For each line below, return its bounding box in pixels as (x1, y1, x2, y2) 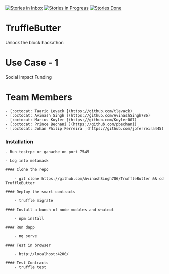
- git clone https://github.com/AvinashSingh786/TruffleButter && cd (14, 176, 164, 181)
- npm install (14, 216, 44, 221)
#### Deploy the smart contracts (5, 189, 76, 195)
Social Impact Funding (5, 74, 52, 80)
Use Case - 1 (5, 57, 59, 68)
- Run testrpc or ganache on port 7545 (5, 150, 90, 155)
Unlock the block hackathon (5, 39, 64, 45)
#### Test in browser (5, 243, 51, 248)
